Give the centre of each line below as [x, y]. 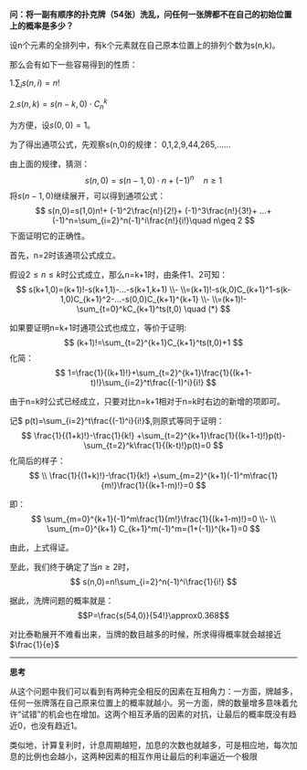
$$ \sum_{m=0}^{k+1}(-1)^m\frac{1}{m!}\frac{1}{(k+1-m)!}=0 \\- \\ [153, 519]
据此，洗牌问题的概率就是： [62, 600]
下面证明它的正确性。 [49, 236]
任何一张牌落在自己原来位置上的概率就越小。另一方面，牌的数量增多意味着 [149, 702]
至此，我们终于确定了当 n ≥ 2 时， [72, 566]
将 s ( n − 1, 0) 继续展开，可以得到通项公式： [88, 195]
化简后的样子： [37, 460]
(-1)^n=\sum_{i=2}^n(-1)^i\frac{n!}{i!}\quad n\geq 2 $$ [153, 220]
